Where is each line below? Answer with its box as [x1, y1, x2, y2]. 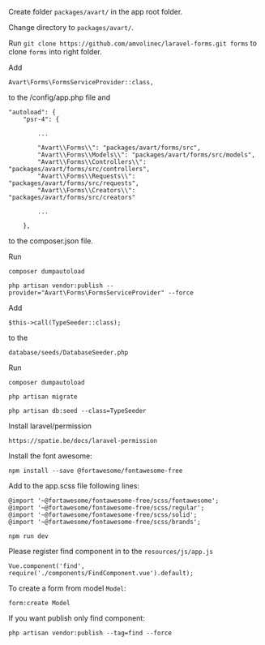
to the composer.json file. [8, 236, 93, 246]
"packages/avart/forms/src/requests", [8, 179, 139, 187]
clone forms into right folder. [8, 47, 103, 56]
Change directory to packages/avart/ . [8, 23, 134, 32]
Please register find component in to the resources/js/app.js [8, 547, 213, 556]
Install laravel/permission [8, 421, 92, 431]
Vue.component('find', [8, 562, 85, 570]
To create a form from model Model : [8, 583, 127, 593]
